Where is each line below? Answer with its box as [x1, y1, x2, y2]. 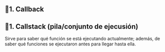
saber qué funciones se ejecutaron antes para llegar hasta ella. [5, 41, 136, 47]
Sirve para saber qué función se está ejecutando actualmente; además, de [5, 36, 160, 42]
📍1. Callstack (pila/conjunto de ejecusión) [5, 22, 139, 31]
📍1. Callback [5, 5, 44, 14]
